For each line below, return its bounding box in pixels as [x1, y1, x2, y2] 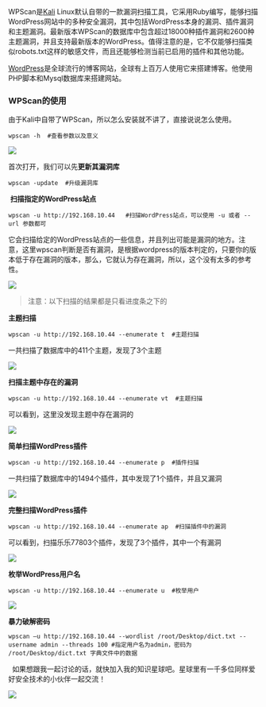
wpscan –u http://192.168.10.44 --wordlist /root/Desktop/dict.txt [8, 632, 237, 641]
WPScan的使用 [8, 95, 67, 106]
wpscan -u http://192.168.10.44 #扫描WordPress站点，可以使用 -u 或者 [8, 211, 241, 220]
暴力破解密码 [8, 616, 50, 626]
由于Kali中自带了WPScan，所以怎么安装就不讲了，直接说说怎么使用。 [8, 114, 237, 125]
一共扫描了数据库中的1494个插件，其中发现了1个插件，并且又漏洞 [8, 473, 222, 483]
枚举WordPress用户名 [8, 570, 81, 579]
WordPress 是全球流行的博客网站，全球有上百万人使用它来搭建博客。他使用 [8, 64, 253, 73]
